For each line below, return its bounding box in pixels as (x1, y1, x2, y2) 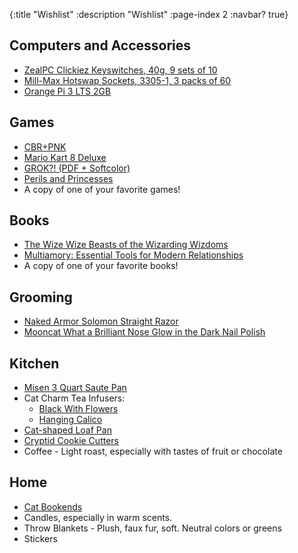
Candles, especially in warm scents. (23, 511, 173, 523)
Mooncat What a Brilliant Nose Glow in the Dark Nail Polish (23, 326, 266, 338)
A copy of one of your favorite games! (23, 183, 181, 195)
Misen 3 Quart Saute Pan (23, 382, 127, 394)
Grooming (9, 289, 73, 306)
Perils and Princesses (23, 172, 114, 184)
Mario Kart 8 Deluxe (23, 151, 107, 163)
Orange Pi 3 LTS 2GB (23, 85, 112, 97)
